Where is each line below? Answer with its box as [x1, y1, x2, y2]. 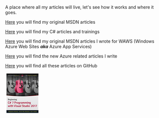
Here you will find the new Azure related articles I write [5, 53, 118, 59]
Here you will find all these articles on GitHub [5, 63, 98, 68]
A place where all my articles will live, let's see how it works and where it [5, 4, 154, 10]
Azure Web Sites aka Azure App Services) [5, 44, 92, 49]
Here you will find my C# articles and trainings [5, 29, 100, 34]
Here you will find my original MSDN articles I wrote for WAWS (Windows [5, 38, 155, 44]
